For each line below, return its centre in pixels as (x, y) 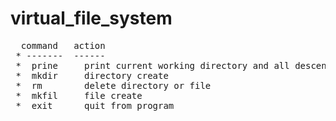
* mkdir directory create (92, 75)
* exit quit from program (95, 105)
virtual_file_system (91, 18)
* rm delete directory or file (113, 85)
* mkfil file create (79, 95)
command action (63, 45)
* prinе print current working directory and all (152, 65)
